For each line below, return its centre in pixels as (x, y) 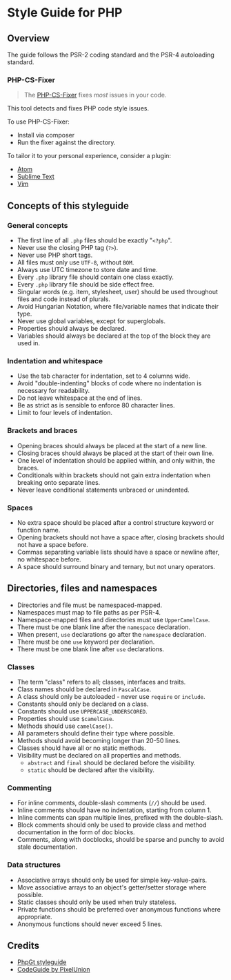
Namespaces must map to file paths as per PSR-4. (89, 612)
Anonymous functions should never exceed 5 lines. (90, 924)
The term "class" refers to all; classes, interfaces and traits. (101, 682)
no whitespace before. (49, 559)
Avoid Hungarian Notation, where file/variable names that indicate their (118, 306)
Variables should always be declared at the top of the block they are (114, 336)
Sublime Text (36, 177)
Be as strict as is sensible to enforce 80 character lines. (96, 405)
